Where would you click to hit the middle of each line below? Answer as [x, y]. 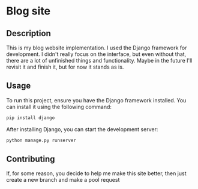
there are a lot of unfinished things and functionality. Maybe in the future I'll [99, 60]
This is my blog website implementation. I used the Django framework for [97, 48]
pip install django [31, 118]
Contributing [31, 159]
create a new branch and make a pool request [63, 180]
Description [28, 33]
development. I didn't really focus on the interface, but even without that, [96, 54]
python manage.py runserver [41, 140]
